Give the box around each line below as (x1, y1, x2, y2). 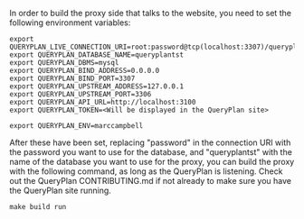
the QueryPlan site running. (9, 185, 111, 196)
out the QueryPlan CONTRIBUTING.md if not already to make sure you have (9, 176, 292, 186)
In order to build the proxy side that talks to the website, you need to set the (9, 8, 292, 18)
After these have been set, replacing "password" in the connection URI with (9, 137, 291, 148)
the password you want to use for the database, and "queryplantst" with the (9, 147, 292, 157)
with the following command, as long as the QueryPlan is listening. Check (9, 166, 283, 177)
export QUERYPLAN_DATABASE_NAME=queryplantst (9, 50, 184, 59)
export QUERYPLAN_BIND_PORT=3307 (9, 74, 136, 83)
